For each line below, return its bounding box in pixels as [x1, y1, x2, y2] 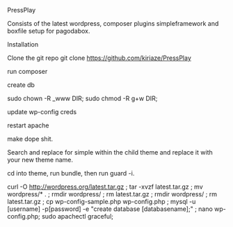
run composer [7, 68, 48, 75]
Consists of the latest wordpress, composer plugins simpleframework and [7, 19, 219, 27]
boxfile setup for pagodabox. [7, 27, 90, 35]
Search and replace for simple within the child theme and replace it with [7, 148, 214, 156]
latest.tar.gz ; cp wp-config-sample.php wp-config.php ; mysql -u [7, 198, 196, 205]
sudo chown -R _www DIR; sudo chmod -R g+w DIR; [7, 94, 158, 102]
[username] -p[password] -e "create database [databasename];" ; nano [7, 205, 214, 213]
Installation [7, 40, 39, 48]
